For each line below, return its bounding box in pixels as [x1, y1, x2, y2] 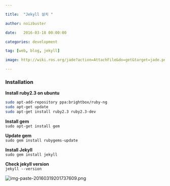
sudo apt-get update [5, 105, 49, 110]
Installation [5, 78, 34, 85]
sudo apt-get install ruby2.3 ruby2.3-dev [5, 109, 96, 114]
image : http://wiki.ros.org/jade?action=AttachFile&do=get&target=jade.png [5, 58, 168, 63]
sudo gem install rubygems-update [5, 137, 78, 143]
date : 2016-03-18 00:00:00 [5, 30, 67, 35]
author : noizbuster [5, 21, 47, 26]
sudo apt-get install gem [5, 123, 60, 129]
